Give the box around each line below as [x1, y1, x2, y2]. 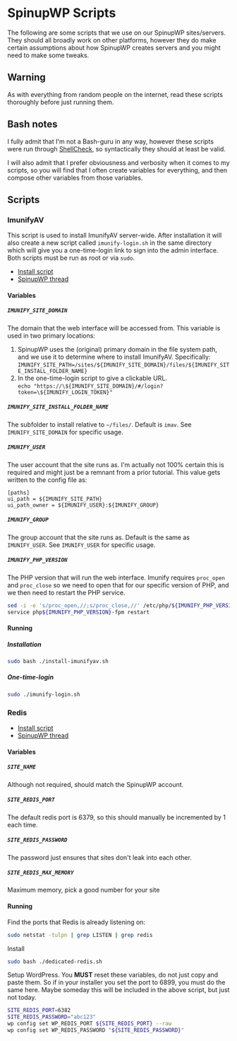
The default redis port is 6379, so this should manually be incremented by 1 [7, 812, 226, 822]
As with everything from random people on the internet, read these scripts [7, 90, 224, 98]
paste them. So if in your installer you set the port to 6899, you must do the [7, 978, 226, 987]
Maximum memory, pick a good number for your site [7, 886, 160, 895]
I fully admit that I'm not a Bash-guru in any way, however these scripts [7, 137, 214, 146]
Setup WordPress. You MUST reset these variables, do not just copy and [7, 971, 219, 979]
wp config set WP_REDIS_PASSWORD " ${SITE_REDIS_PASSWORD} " [7, 1027, 185, 1034]
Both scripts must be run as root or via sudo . [7, 253, 135, 263]
